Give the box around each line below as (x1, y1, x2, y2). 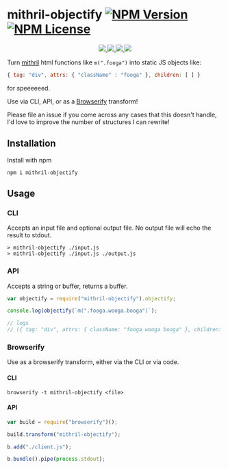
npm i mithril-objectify (7, 169, 78, 176)
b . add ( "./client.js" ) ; (7, 443, 72, 450)
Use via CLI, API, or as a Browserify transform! (7, 97, 138, 106)
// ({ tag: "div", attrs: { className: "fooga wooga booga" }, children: (7, 326, 223, 333)
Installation (7, 138, 56, 149)
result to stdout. (7, 231, 52, 239)
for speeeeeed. (7, 84, 50, 92)
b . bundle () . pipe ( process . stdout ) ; (7, 456, 106, 463)
